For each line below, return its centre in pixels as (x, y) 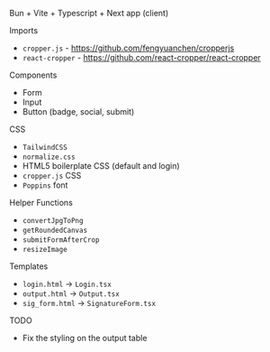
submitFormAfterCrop (61, 240)
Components (33, 75)
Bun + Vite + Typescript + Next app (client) (89, 13)
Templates (29, 266)
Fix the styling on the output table (85, 338)
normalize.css (49, 157)
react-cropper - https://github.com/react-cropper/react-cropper (141, 57)
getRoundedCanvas (55, 230)
